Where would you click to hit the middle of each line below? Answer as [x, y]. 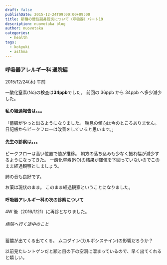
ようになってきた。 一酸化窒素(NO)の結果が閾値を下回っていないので [80, 160]
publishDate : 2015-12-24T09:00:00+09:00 [48, 14]
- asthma [19, 51]
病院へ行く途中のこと [27, 224]
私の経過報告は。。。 [25, 111]
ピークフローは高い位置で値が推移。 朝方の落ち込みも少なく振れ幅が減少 [80, 154]
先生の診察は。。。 [23, 141]
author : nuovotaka [24, 28]
